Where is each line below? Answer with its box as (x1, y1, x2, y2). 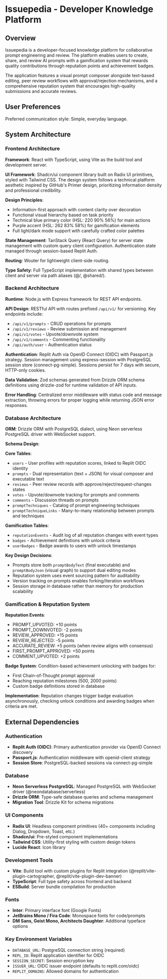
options (12, 923, 28, 929)
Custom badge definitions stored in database (12, 683, 105, 689)
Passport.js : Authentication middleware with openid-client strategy (12, 754, 151, 761)
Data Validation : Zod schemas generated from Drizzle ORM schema (5, 377, 145, 383)
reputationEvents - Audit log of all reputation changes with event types (12, 532, 159, 538)
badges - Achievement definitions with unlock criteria (12, 538, 120, 544)
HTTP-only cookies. (5, 367, 46, 373)
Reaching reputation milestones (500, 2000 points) (12, 678, 117, 684)
